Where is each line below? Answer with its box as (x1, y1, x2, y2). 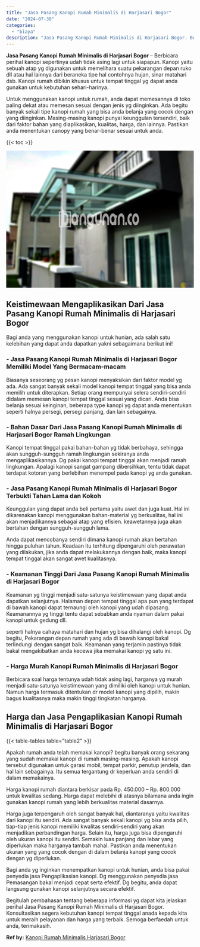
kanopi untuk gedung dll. (6, 616, 67, 624)
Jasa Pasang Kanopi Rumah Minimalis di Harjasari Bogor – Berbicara (6, 52, 179, 59)
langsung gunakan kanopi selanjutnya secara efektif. (6, 885, 136, 892)
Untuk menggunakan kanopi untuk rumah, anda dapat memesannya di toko (6, 96, 190, 103)
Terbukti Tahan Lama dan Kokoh (6, 491, 101, 500)
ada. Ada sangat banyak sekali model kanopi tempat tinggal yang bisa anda (6, 383, 192, 390)
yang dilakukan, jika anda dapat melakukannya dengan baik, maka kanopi (6, 549, 186, 556)
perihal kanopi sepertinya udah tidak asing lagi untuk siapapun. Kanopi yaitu (6, 59, 193, 66)
